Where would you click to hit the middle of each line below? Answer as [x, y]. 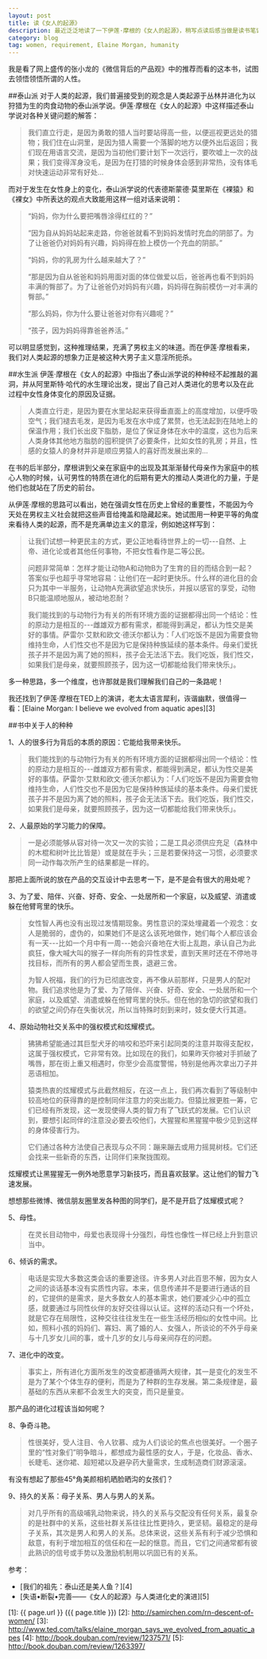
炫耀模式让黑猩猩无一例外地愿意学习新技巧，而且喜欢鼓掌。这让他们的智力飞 [133, 1174]
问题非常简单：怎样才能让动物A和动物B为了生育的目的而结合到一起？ [140, 568]
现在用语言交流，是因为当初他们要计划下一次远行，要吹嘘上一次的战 [146, 153]
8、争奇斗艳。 [31, 1426]
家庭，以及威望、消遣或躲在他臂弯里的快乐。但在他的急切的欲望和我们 [143, 1000]
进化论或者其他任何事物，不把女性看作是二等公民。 [125, 551]
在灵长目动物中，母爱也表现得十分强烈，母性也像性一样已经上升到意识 [143, 1235]
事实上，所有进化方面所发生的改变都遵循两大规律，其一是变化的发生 [139, 1372]
